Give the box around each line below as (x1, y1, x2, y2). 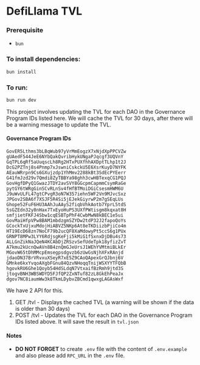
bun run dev (6, 97, 36, 103)
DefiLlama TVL (6, 4, 83, 18)
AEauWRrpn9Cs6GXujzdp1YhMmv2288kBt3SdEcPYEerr (6, 170, 126, 176)
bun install (6, 69, 36, 75)
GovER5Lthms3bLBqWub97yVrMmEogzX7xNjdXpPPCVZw (6, 148, 126, 155)
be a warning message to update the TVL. (6, 120, 111, 128)
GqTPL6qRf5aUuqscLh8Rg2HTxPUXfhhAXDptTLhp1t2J (6, 159, 126, 165)
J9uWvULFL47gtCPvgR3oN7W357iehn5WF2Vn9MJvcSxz (6, 191, 126, 197)
